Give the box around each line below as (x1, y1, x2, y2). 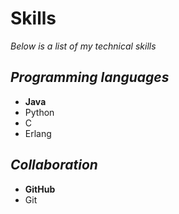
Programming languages (10, 69, 170, 86)
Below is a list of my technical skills (10, 40, 157, 52)
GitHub (24, 183, 56, 195)
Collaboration (10, 157, 98, 174)
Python (24, 106, 55, 118)
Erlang (24, 127, 52, 139)
